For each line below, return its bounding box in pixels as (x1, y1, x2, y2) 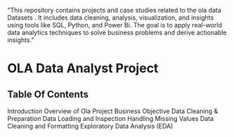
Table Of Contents (7, 88, 89, 100)
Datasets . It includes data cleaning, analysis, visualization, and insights (7, 13, 214, 22)
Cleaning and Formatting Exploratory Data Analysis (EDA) (7, 122, 174, 130)
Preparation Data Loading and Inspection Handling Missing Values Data (7, 115, 214, 122)
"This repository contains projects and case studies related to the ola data (7, 6, 221, 14)
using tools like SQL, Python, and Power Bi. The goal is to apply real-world (7, 21, 223, 29)
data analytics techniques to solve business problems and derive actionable (7, 28, 227, 37)
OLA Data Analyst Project (7, 60, 159, 77)
